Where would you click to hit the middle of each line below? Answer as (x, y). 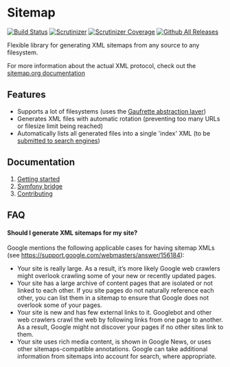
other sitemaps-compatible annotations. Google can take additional (112, 349)
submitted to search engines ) (59, 140)
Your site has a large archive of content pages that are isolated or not (115, 283)
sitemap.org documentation (46, 73)
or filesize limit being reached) (60, 126)
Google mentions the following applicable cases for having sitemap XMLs (111, 248)
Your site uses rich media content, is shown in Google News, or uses (114, 342)
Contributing (35, 193)
